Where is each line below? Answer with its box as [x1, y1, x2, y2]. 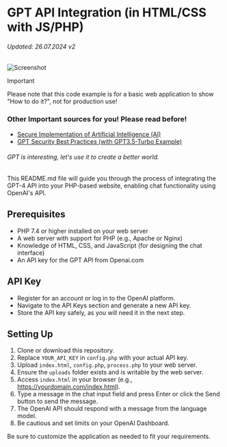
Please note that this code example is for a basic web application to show [7, 90, 214, 99]
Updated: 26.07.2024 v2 [7, 42, 76, 51]
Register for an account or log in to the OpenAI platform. [16, 294, 176, 302]
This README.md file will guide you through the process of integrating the [7, 174, 217, 182]
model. [16, 412, 37, 420]
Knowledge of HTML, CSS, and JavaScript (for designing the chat [16, 241, 203, 249]
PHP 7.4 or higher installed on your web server [16, 227, 148, 235]
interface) [16, 248, 45, 257]
